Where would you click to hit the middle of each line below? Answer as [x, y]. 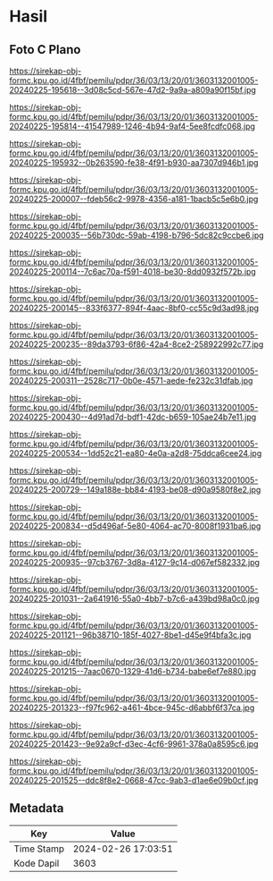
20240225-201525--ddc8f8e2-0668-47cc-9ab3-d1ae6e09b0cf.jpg [134, 780]
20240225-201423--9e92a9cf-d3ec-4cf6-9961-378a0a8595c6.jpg [134, 744]
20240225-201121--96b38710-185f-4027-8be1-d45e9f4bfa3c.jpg [130, 635]
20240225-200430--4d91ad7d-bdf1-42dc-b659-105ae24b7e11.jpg [133, 417]
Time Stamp [39, 849]
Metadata [37, 808]
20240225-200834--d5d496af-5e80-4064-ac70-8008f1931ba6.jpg [135, 526]
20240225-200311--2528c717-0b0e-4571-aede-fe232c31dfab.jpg [131, 381]
